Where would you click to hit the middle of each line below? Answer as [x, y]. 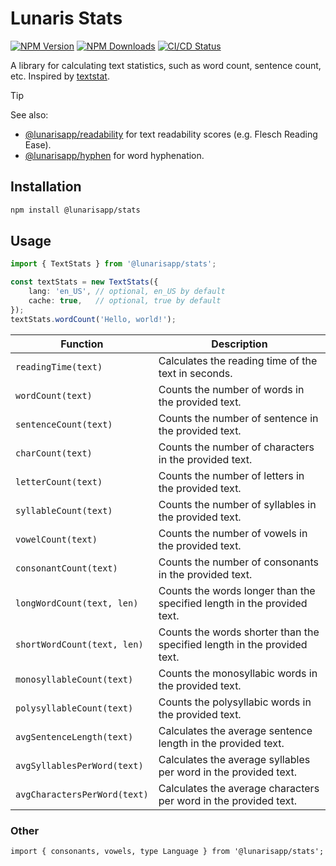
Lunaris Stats [66, 18]
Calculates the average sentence [235, 730]
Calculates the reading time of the [238, 360]
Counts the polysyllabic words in [235, 702]
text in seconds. [195, 373]
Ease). [38, 144]
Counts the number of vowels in [233, 533]
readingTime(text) [59, 366]
